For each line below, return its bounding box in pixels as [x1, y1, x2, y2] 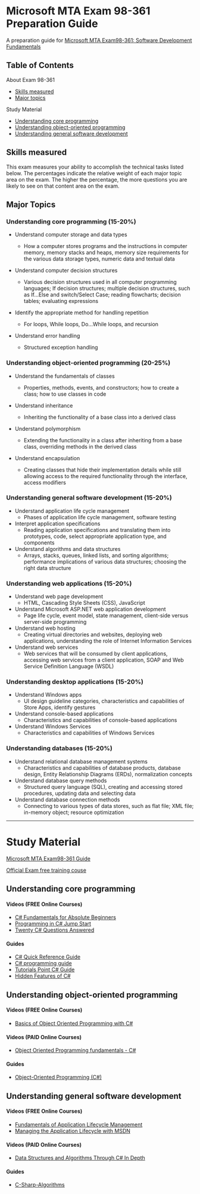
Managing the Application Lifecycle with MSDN [14, 1128, 131, 1135]
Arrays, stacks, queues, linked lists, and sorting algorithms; [23, 552, 169, 559]
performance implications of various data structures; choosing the [23, 558, 186, 565]
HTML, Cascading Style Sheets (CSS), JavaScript [23, 599, 146, 607]
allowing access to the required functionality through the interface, [23, 472, 187, 479]
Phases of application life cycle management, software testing [23, 513, 177, 521]
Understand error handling [14, 332, 80, 339]
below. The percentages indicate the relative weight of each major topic [6, 169, 183, 177]
